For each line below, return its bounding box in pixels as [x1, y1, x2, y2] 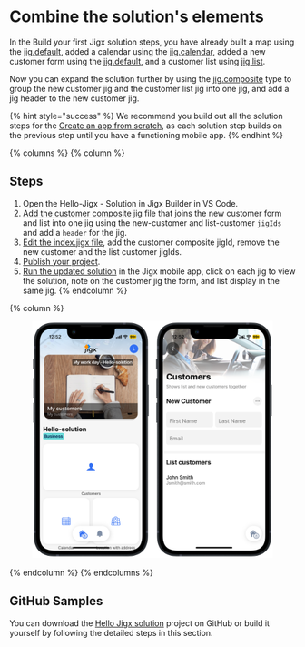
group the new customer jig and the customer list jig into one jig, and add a [9, 83, 290, 94]
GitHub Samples [9, 593, 103, 609]
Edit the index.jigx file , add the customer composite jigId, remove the [22, 237, 280, 248]
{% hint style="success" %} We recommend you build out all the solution [9, 110, 283, 121]
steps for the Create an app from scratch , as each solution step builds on [9, 120, 283, 131]
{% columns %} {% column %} [9, 147, 125, 158]
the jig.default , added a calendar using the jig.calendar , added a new [9, 45, 266, 56]
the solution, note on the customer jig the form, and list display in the [22, 275, 280, 286]
